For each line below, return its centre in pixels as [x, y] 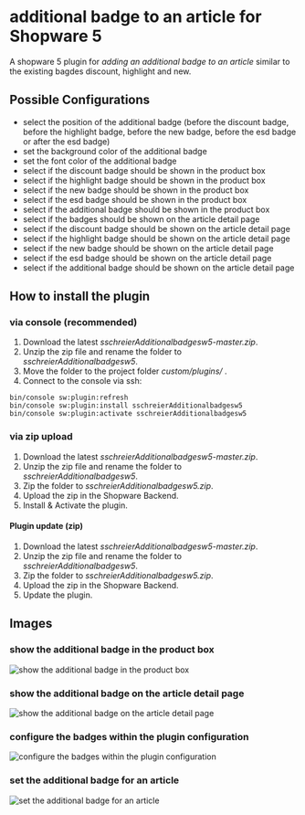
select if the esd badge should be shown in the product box [135, 199]
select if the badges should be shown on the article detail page [141, 219]
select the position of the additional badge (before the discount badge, [156, 122]
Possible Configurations [80, 100]
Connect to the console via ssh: [82, 381]
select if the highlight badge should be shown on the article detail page [156, 238]
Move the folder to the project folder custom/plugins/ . [125, 371]
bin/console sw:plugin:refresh [69, 398]
